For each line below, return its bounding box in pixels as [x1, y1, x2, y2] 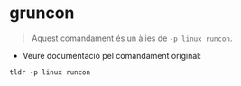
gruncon [9, 3, 75, 24]
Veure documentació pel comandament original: [22, 50, 201, 61]
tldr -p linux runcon [9, 67, 91, 77]
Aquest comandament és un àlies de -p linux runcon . [31, 33, 233, 43]
